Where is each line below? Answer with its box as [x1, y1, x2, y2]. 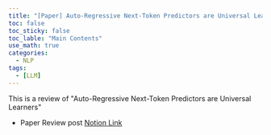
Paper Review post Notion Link [19, 117, 123, 127]
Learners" [8, 102, 42, 112]
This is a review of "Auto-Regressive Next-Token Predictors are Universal [8, 93, 252, 103]
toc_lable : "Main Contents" [8, 34, 103, 43]
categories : [8, 49, 48, 57]
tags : [8, 64, 27, 72]
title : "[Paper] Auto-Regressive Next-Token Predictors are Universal [8, 11, 251, 20]
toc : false [8, 19, 45, 27]
